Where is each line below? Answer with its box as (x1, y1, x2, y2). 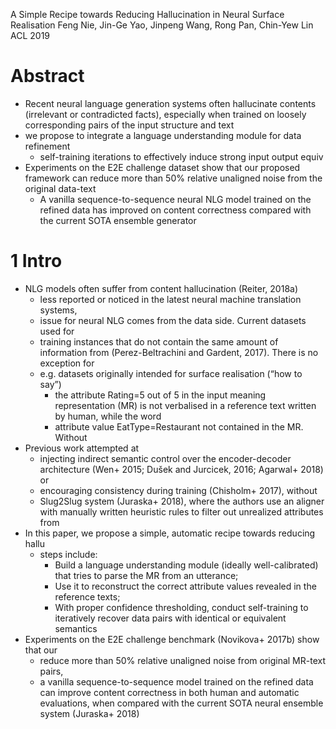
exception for (39, 357, 95, 369)
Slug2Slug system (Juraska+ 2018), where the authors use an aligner (39, 495, 325, 507)
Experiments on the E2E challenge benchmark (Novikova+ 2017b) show (24, 633, 320, 645)
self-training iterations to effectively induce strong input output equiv (39, 150, 324, 163)
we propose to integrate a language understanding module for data (24, 129, 302, 141)
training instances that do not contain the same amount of (39, 335, 279, 348)
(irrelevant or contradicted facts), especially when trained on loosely (24, 108, 307, 120)
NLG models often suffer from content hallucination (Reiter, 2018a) (24, 282, 299, 294)
